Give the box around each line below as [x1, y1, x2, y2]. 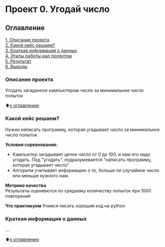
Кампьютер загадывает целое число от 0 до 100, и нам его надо [12, 151, 150, 157]
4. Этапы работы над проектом [5, 53, 72, 59]
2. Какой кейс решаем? [5, 42, 55, 48]
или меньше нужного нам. [12, 172, 69, 179]
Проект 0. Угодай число [5, 4, 110, 15]
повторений [5, 193, 31, 199]
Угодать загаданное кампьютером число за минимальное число [5, 87, 144, 93]
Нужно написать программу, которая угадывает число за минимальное [5, 127, 160, 133]
